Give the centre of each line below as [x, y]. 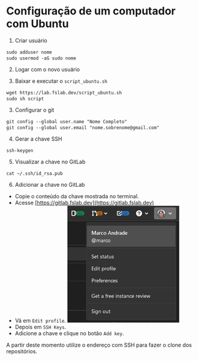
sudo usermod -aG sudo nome [41, 58]
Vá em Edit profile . [40, 320]
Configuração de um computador [91, 11]
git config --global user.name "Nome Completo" [67, 121]
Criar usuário [31, 40]
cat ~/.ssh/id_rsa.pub [34, 173]
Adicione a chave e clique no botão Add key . [69, 333]
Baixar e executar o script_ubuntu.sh [61, 81]
